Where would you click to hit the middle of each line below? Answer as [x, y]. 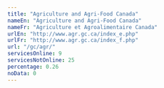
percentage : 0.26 [33, 67]
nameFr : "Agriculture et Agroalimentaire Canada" [83, 27]
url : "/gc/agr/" [31, 47]
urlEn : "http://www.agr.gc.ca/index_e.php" [73, 34]
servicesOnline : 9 [35, 54]
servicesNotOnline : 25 [41, 60]
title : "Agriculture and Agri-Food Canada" [73, 14]
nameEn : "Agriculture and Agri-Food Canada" [75, 21]
